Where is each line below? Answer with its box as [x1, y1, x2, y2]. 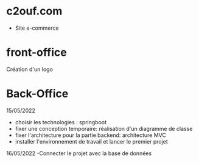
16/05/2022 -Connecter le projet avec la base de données [6, 150, 152, 157]
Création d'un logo [6, 65, 54, 73]
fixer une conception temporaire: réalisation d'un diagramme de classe [15, 125, 193, 132]
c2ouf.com [6, 4, 63, 18]
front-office [6, 45, 67, 59]
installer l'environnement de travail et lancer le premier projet [15, 138, 169, 145]
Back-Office [6, 87, 69, 101]
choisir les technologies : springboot [15, 118, 107, 125]
